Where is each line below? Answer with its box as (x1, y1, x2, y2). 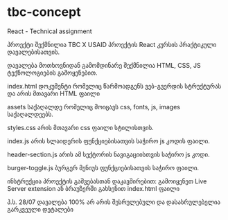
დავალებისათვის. (7, 48, 60, 56)
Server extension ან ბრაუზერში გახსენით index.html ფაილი (7, 184, 180, 192)
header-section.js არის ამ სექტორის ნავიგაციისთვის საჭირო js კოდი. (7, 150, 210, 158)
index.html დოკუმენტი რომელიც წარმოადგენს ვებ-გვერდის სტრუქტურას (7, 82, 222, 90)
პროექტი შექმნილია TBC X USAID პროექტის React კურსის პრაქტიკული (7, 40, 217, 48)
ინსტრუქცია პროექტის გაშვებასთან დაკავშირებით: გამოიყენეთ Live (7, 177, 207, 185)
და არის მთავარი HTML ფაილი (7, 89, 100, 98)
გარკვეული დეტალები (7, 205, 74, 213)
